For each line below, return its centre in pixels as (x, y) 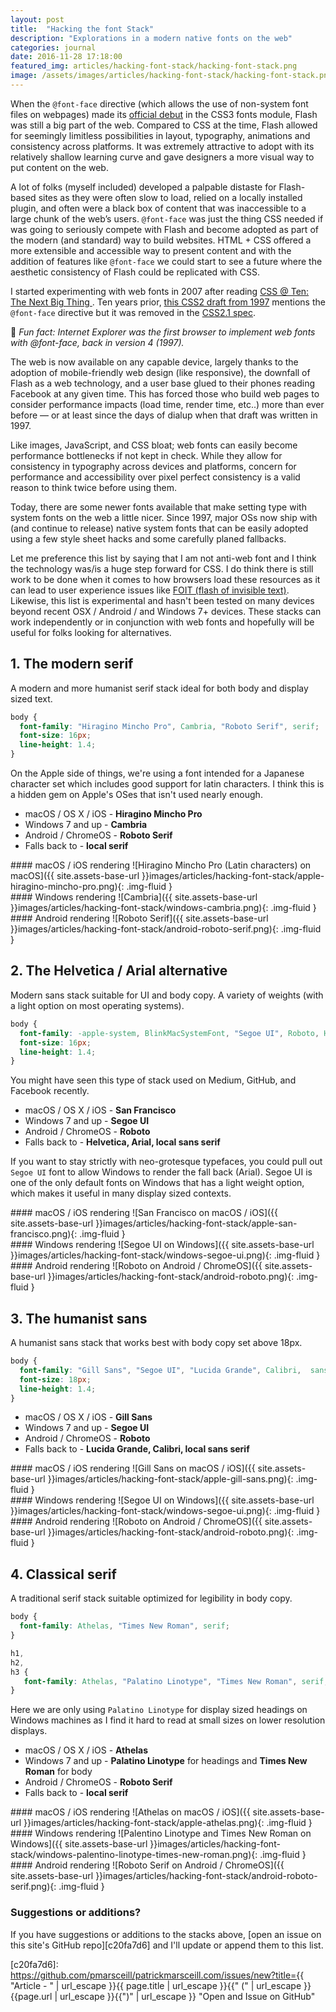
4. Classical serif (63, 1574)
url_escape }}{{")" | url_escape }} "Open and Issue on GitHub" (187, 1996)
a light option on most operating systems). (97, 1005)
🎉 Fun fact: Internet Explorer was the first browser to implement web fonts (163, 332)
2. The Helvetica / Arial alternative (119, 971)
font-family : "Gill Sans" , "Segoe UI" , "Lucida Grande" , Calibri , (160, 1370)
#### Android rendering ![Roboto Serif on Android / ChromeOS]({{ (147, 1865)
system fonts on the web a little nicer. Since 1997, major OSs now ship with (164, 517)
